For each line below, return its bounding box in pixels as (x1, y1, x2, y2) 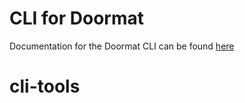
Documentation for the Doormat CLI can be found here (9, 40, 235, 52)
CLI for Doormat (9, 7, 145, 30)
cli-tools (9, 75, 81, 98)
